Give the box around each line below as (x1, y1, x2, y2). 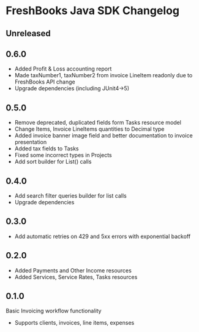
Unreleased (6, 28, 51, 39)
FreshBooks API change (14, 78, 75, 86)
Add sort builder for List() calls (14, 158, 92, 166)
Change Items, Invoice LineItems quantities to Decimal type (14, 125, 165, 133)
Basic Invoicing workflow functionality (6, 307, 102, 315)
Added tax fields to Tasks (14, 145, 79, 152)
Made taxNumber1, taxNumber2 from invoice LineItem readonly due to (14, 72, 193, 79)
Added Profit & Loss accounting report (14, 65, 112, 72)
